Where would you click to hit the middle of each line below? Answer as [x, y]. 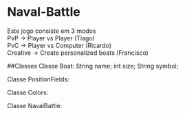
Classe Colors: [28, 92]
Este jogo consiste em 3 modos [52, 31]
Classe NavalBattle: [35, 105]
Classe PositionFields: [39, 79]
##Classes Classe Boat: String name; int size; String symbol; [93, 66]
